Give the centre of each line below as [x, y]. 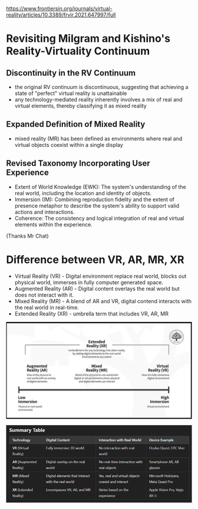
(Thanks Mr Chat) [27, 236]
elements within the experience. [53, 224]
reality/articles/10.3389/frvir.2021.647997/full [61, 15]
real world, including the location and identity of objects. [83, 193]
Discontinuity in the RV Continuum [71, 73]
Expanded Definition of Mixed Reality [76, 124]
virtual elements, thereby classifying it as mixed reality [81, 106]
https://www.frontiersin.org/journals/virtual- [60, 9]
